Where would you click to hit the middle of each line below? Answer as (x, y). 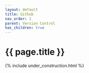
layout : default (21, 10)
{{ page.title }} (35, 52)
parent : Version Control (30, 23)
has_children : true (25, 28)
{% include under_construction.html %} (44, 66)
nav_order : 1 (18, 19)
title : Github (19, 14)
